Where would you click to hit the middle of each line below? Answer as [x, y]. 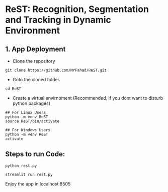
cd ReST [13, 89]
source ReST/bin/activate [32, 121]
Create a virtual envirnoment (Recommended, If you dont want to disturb [88, 98]
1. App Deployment [35, 49]
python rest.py [21, 166]
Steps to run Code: [35, 154]
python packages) [31, 103]
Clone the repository [34, 61]
